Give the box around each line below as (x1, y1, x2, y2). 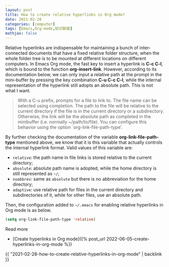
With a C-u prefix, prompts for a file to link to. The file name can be (17, 97, 157, 103)
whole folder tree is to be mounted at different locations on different (5, 56, 146, 61)
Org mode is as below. (5, 207, 52, 213)
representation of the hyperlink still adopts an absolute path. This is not (5, 82, 153, 88)
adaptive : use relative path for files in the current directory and (12, 187, 143, 192)
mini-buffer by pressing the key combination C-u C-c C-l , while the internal (5, 77, 161, 83)
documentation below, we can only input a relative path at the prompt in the (5, 72, 162, 77)
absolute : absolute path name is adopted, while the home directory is (12, 165, 157, 171)
